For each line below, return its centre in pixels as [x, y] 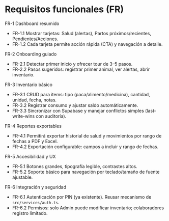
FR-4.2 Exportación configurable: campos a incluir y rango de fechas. [85, 147]
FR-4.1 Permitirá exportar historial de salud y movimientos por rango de [87, 135]
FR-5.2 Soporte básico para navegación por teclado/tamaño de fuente [86, 172]
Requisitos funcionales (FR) [64, 9]
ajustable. [22, 177]
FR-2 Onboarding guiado [31, 54]
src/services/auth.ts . [36, 202]
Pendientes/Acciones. [35, 39]
